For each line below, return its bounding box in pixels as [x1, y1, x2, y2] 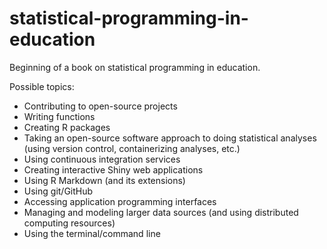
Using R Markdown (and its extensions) [23, 174, 186, 186]
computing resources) [23, 217, 116, 229]
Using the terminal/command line [23, 227, 161, 239]
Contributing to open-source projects [23, 100, 178, 112]
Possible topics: [9, 80, 75, 92]
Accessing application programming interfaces [23, 195, 217, 207]
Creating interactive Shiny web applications [23, 163, 204, 176]
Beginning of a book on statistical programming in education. [9, 61, 261, 73]
